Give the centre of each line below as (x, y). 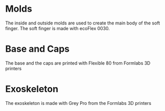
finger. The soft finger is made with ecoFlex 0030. (58, 28)
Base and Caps (38, 49)
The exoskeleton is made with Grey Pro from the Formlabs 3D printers (78, 103)
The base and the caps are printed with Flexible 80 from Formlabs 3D (78, 63)
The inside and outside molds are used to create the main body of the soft (83, 23)
